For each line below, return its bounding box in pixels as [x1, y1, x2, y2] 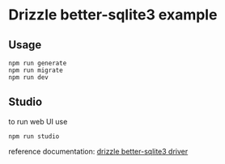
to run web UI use [8, 116, 68, 126]
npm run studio [8, 132, 60, 141]
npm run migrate [8, 66, 63, 74]
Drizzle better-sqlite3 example [8, 6, 218, 24]
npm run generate [8, 59, 67, 67]
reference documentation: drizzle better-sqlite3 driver [8, 146, 189, 156]
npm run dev [8, 74, 49, 82]
